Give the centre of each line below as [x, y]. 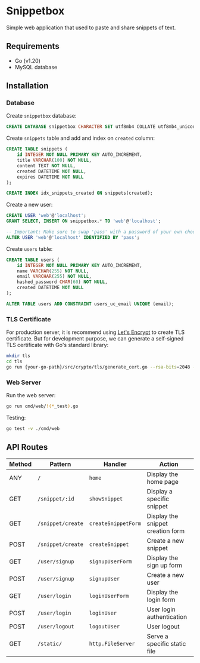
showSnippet [106, 499]
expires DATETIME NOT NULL [50, 177]
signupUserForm [110, 561]
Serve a [157, 636]
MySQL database [36, 67]
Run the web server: [31, 395]
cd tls [14, 361]
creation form [166, 531]
